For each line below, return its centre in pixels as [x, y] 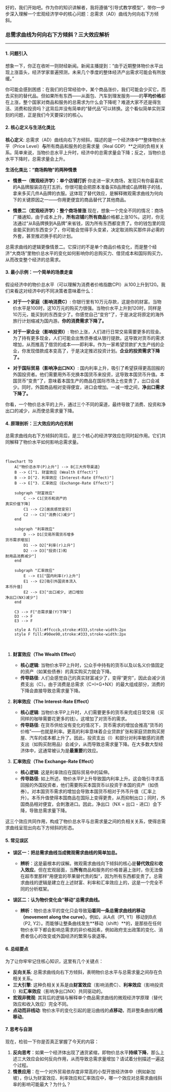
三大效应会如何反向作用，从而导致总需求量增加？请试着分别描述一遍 [89, 1059]
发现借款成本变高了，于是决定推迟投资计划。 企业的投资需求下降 [93, 350]
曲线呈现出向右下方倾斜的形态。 [43, 828]
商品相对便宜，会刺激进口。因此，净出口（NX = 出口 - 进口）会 [91, 804]
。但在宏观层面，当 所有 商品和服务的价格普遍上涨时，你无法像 [98, 870]
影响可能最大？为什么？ [46, 1084]
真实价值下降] [18, 504]
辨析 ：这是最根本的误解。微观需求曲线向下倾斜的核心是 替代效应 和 [89, 864]
